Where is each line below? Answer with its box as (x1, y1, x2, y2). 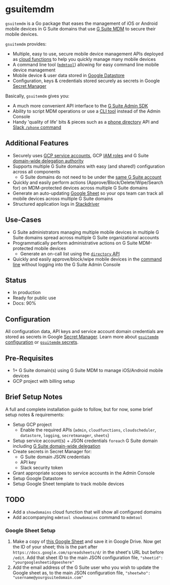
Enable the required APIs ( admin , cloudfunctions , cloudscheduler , (20, 427, 156, 433)
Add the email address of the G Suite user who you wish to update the (12, 564, 159, 570)
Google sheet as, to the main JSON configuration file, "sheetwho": (12, 569, 151, 576)
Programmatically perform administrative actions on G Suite (12, 240, 138, 246)
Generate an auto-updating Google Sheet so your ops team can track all (12, 190, 163, 196)
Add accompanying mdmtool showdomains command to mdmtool (12, 514, 143, 520)
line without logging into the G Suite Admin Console (12, 261, 121, 267)
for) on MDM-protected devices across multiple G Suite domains (12, 185, 148, 191)
